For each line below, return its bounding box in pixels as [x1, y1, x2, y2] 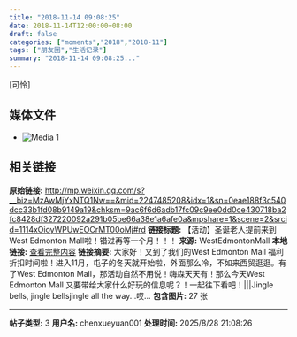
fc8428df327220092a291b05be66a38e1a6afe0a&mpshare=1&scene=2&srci [9, 213, 287, 224]
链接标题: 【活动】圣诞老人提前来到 [147, 224, 277, 234]
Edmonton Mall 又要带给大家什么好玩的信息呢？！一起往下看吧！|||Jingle [9, 280, 274, 290]
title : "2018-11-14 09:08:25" [9, 12, 121, 22]
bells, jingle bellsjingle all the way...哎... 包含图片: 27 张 [9, 290, 209, 301]
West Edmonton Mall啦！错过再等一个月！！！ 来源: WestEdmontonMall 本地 [9, 235, 288, 246]
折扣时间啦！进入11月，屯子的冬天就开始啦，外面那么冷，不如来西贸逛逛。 [9, 257, 279, 268]
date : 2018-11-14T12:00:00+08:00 [9, 21, 133, 30]
